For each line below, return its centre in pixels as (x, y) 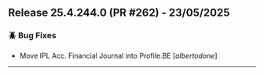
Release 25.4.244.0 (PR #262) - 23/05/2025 (119, 13)
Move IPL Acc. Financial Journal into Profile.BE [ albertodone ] (118, 55)
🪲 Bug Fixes (32, 36)
